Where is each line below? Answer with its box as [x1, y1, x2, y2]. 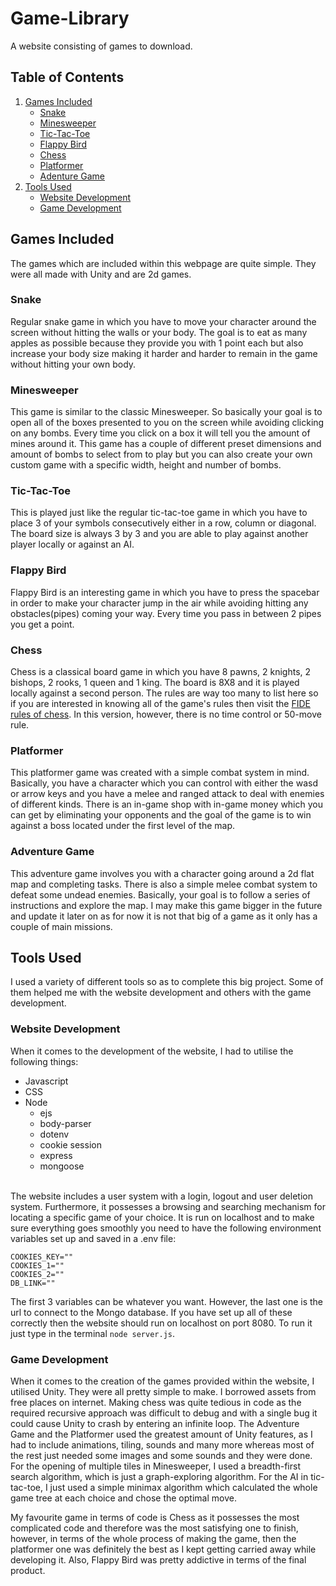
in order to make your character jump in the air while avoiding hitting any [10, 597, 309, 609]
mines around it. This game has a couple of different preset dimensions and [10, 438, 322, 450]
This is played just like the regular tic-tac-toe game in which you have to [10, 507, 308, 519]
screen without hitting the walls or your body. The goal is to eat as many [10, 326, 308, 338]
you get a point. [10, 618, 75, 630]
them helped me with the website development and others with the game [10, 987, 312, 999]
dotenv [39, 1128, 70, 1140]
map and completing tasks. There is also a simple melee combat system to [10, 878, 318, 890]
